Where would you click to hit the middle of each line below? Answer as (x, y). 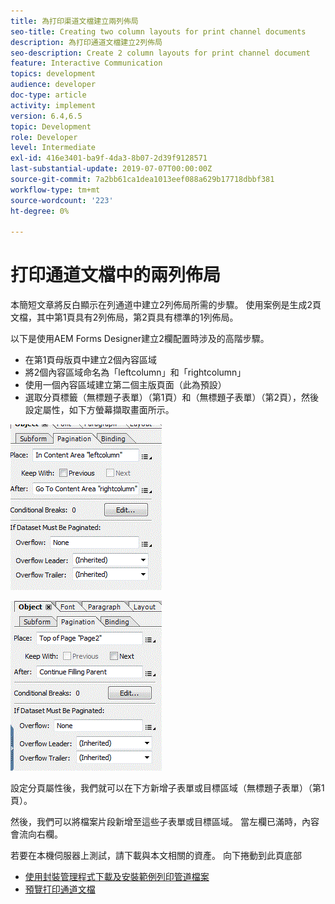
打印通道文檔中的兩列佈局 (116, 275)
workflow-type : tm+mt (55, 190)
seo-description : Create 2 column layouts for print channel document (160, 53)
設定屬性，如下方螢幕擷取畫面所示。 (99, 410)
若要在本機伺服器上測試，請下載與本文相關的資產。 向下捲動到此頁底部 (156, 856)
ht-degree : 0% (40, 211)
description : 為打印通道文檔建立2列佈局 (86, 42)
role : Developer (44, 137)
